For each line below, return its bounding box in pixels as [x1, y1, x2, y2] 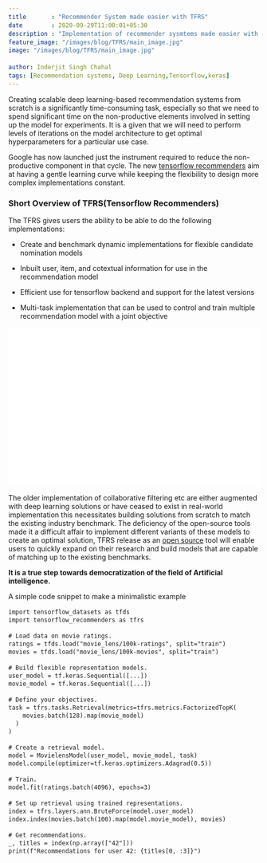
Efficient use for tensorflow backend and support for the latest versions [19, 288, 255, 297]
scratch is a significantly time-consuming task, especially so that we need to [8, 103, 259, 112]
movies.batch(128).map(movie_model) [22, 712, 145, 720]
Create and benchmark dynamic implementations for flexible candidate [19, 240, 253, 249]
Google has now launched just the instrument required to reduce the [8, 152, 233, 162]
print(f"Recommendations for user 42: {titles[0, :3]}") [8, 847, 202, 856]
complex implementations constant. [8, 178, 126, 187]
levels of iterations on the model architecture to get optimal [8, 128, 202, 138]
